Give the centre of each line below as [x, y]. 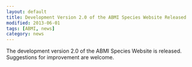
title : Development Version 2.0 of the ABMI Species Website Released [96, 17]
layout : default [26, 12]
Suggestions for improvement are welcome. [60, 57]
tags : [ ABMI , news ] [31, 28]
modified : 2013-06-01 [33, 23]
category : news [25, 34]
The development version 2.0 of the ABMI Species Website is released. [94, 51]
